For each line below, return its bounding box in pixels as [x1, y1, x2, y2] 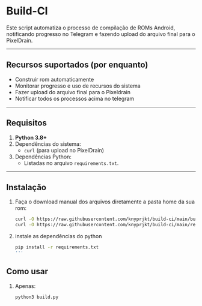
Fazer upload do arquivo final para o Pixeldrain [14, 88, 131, 95]
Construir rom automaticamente [14, 76, 94, 83]
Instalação [6, 182, 47, 193]
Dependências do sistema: [14, 140, 81, 148]
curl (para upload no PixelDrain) [23, 146, 104, 154]
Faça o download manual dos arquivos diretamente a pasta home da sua [14, 198, 195, 205]
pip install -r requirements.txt [14, 244, 99, 250]
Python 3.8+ [14, 134, 47, 141]
